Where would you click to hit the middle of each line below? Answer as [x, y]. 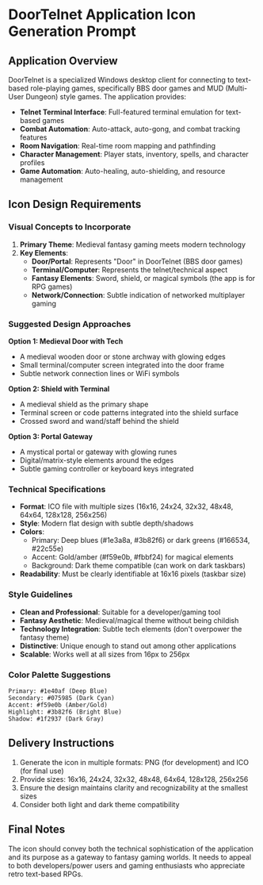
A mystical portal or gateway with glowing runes [98, 452]
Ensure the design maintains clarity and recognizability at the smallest [133, 787]
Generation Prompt [72, 31]
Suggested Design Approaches [70, 324]
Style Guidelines [40, 594]
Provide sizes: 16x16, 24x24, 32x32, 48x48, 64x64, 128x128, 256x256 [134, 779]
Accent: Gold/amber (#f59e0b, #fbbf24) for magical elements [132, 557]
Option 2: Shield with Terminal [59, 389]
